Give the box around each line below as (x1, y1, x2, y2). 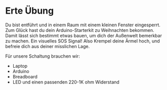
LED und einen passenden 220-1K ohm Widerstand (12, 79, 120, 85)
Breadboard (12, 73, 38, 79)
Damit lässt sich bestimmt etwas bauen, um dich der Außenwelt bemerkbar (5, 32, 162, 38)
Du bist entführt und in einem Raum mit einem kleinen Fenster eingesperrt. (5, 22, 160, 28)
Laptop (12, 63, 28, 69)
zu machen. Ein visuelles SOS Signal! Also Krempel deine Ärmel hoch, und (5, 38, 160, 44)
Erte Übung (5, 5, 54, 17)
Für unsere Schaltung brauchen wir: (5, 53, 80, 59)
